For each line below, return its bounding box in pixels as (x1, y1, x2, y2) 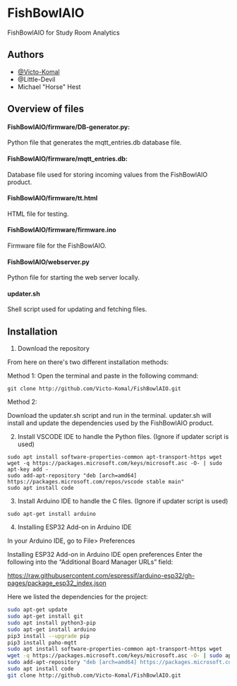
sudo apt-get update (7, 606, 68, 613)
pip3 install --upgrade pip (7, 632, 90, 639)
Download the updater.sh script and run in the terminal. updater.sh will (7, 411, 212, 420)
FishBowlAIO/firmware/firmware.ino (7, 226, 116, 234)
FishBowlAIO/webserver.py (7, 258, 90, 266)
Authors (7, 49, 44, 61)
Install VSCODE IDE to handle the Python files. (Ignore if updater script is (17, 433, 229, 441)
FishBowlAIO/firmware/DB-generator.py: (7, 122, 130, 131)
